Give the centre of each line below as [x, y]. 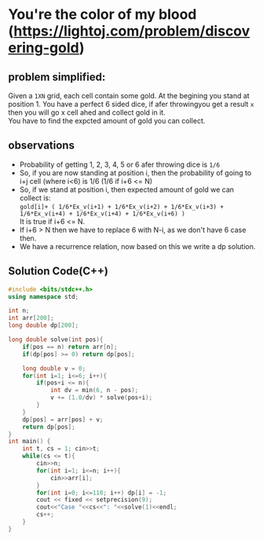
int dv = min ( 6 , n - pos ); [94, 391]
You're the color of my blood [102, 15]
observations [41, 146]
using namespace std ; [44, 296]
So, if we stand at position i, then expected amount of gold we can [126, 189]
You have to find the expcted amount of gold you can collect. [107, 121]
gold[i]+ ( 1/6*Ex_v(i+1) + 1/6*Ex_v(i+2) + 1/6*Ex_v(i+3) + [122, 207]
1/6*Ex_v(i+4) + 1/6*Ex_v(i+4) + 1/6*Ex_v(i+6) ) [102, 214]
